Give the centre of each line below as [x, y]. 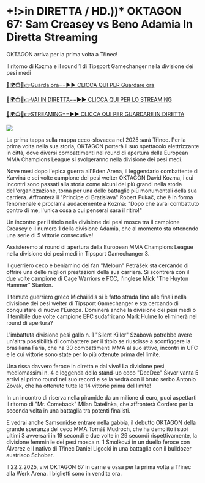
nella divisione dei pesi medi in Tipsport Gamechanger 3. [78, 253]
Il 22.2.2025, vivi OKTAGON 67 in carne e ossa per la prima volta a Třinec [99, 466]
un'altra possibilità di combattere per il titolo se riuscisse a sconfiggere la [99, 341]
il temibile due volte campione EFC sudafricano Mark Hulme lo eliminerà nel [102, 316]
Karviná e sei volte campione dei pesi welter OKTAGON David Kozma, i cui [100, 177]
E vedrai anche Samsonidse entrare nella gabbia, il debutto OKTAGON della [101, 422]
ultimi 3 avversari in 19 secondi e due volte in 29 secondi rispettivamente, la [102, 435]
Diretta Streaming [52, 37]
